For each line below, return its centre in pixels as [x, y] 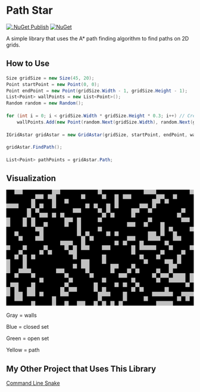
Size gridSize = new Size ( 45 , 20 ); [50, 78]
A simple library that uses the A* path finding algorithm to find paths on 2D [98, 38]
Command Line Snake [33, 383]
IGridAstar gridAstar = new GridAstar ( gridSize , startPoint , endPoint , [97, 135]
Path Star [29, 10]
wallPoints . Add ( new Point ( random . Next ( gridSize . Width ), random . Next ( [105, 122]
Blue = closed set [28, 327]
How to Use [28, 64]
